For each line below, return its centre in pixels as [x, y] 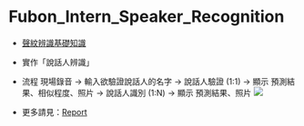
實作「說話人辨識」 [58, 62]
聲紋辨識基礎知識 [54, 43]
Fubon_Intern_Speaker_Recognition [147, 17]
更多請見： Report [54, 111]
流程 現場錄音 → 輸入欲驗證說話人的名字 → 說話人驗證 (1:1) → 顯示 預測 [154, 81]
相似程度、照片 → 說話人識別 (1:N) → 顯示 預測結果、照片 [145, 92]
